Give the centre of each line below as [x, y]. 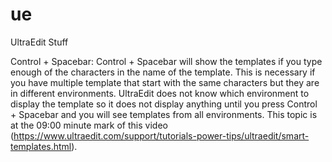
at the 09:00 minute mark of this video [89, 125]
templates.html [41, 146]
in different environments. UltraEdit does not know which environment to [160, 93]
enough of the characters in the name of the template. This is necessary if [163, 72]
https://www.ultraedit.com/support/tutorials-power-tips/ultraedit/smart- [161, 135]
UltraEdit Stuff [39, 42]
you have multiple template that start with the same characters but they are [165, 82]
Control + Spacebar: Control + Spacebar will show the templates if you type [166, 61]
